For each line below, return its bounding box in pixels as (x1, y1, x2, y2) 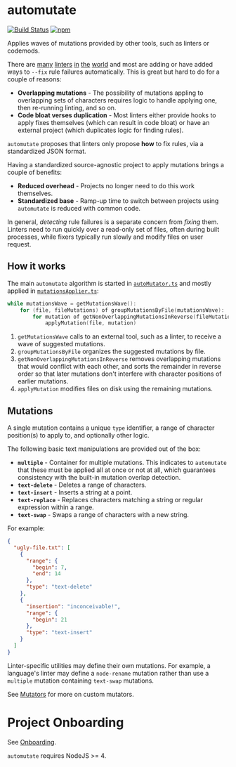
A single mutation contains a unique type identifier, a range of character (7, 424, 215, 432)
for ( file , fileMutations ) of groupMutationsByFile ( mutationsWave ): (20, 306, 225, 314)
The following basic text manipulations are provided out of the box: (7, 445, 202, 453)
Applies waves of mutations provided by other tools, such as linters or (7, 39, 209, 47)
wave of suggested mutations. (17, 340, 105, 348)
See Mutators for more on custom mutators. (7, 690, 135, 698)
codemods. (7, 46, 40, 55)
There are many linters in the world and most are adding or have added (7, 60, 213, 68)
